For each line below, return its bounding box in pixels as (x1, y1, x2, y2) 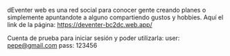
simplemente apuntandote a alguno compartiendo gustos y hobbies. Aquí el (7, 13, 224, 21)
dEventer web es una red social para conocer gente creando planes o (7, 6, 206, 14)
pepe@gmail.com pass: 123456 (7, 41, 98, 49)
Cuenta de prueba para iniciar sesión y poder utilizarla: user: (7, 34, 180, 42)
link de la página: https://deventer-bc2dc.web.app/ (7, 21, 152, 28)
